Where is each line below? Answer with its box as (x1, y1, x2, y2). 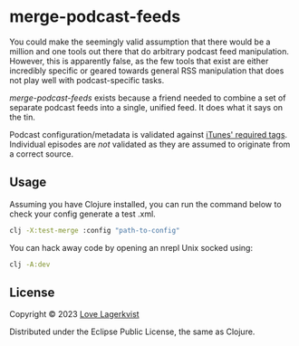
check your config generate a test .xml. (9, 208, 156, 219)
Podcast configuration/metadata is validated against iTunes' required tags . (9, 129, 288, 139)
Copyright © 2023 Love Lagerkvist (9, 309, 140, 320)
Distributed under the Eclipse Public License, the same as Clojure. (9, 326, 256, 337)
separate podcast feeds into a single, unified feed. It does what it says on (9, 101, 284, 112)
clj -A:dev (9, 260, 51, 269)
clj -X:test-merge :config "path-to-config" (9, 226, 180, 235)
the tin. (9, 111, 36, 122)
